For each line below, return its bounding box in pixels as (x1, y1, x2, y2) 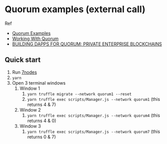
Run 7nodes (12, 69, 37, 75)
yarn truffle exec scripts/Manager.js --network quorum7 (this (27, 128, 160, 134)
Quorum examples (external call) (5, 4, 146, 15)
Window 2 (19, 106, 41, 113)
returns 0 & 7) (27, 133, 56, 140)
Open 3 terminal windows (12, 80, 66, 86)
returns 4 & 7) (27, 101, 56, 107)
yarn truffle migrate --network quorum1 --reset (27, 91, 132, 97)
